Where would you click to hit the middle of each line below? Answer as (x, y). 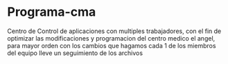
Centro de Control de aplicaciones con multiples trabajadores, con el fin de (114, 31)
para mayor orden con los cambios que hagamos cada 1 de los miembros (112, 45)
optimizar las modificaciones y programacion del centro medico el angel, (111, 38)
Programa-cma (52, 12)
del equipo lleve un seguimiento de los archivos (75, 53)
